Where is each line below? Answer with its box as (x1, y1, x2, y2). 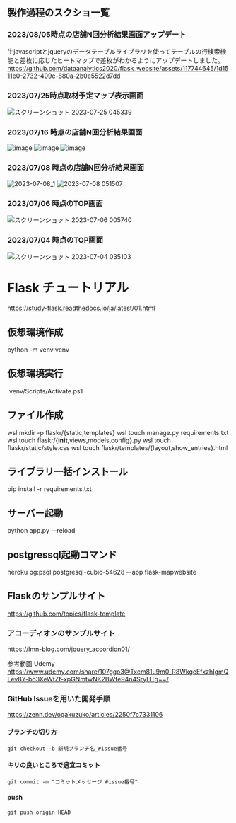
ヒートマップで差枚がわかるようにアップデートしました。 (56, 56, 224, 64)
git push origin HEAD (7, 809, 71, 816)
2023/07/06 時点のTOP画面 (7, 198, 104, 208)
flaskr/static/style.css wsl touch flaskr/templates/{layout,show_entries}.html (7, 443, 228, 451)
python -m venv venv (7, 345, 69, 354)
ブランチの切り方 (7, 727, 57, 736)
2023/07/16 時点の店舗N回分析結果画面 (7, 127, 143, 137)
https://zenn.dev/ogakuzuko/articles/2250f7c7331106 (7, 710, 163, 719)
